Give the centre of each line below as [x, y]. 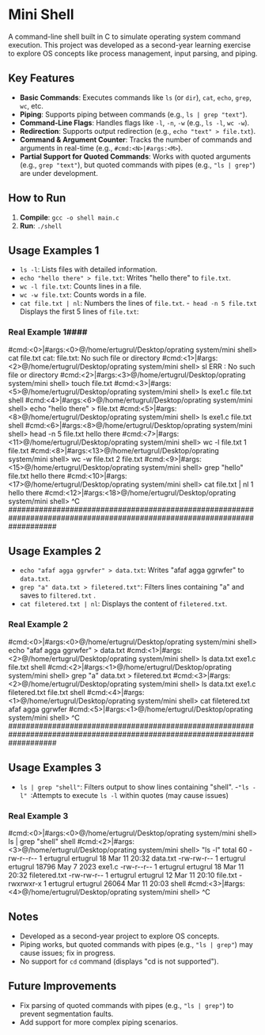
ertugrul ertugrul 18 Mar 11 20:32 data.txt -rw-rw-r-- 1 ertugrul [145, 858]
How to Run [37, 199]
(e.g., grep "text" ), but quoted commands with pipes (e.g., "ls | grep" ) [137, 165]
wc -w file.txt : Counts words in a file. [83, 295]
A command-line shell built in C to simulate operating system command [125, 36]
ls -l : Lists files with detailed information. [88, 269]
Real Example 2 [38, 624]
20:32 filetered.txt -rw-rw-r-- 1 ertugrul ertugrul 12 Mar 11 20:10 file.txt [123, 875]
